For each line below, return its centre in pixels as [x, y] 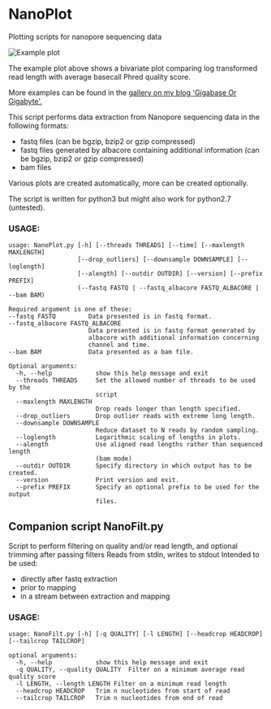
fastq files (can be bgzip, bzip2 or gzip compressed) [108, 141]
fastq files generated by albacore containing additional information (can [140, 150]
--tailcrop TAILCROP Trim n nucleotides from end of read [119, 698]
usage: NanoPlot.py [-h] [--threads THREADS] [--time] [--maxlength [127, 246]
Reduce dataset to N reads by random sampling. [177, 431]
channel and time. [119, 345]
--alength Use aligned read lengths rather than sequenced [140, 445]
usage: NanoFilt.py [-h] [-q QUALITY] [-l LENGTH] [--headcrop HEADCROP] [136, 634]
